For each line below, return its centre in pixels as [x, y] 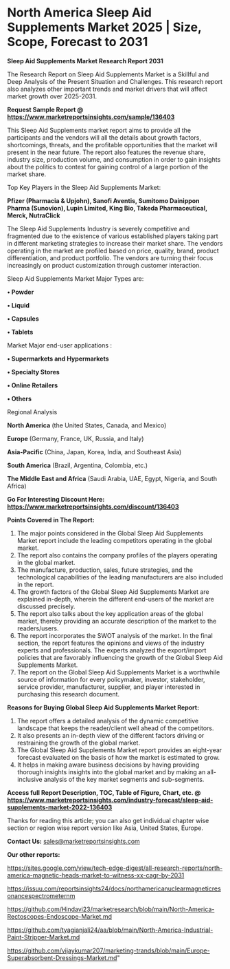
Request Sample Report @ [45, 109]
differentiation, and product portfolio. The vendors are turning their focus [110, 258]
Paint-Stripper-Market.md [44, 937]
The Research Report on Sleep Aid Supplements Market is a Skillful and [108, 74]
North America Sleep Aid [80, 13]
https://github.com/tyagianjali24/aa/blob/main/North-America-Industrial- [110, 930]
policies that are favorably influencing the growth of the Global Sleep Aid [120, 657]
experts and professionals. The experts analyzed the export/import [112, 650]
